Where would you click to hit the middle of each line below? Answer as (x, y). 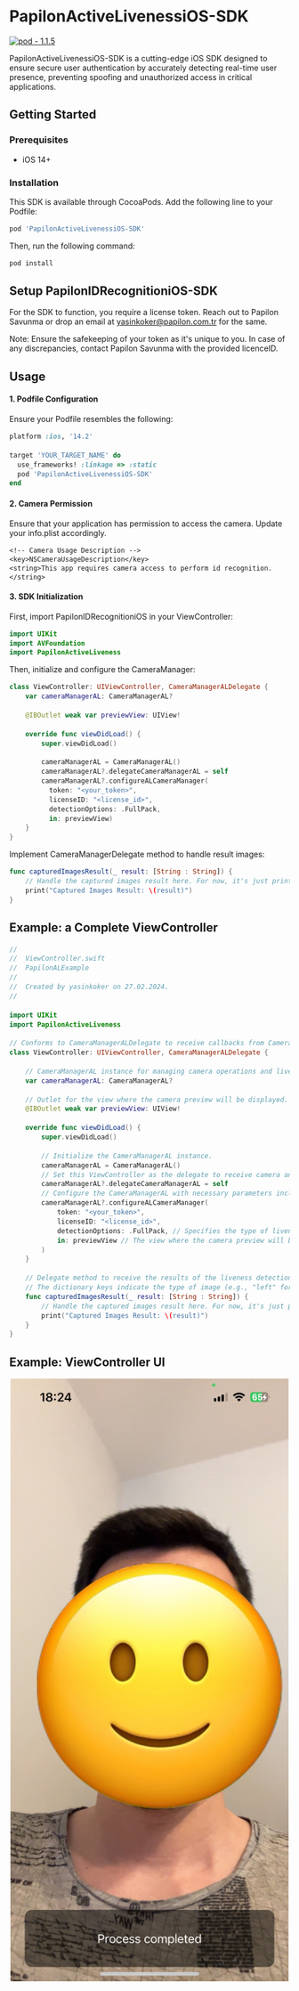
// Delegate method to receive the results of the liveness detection (159, 1278)
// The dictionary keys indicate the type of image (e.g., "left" (151, 1288)
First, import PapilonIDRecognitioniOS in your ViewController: (121, 616)
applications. (32, 86)
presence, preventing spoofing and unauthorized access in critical (131, 77)
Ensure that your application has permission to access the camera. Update (146, 524)
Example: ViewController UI (87, 1362)
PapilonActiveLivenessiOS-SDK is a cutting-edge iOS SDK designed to (138, 58)
